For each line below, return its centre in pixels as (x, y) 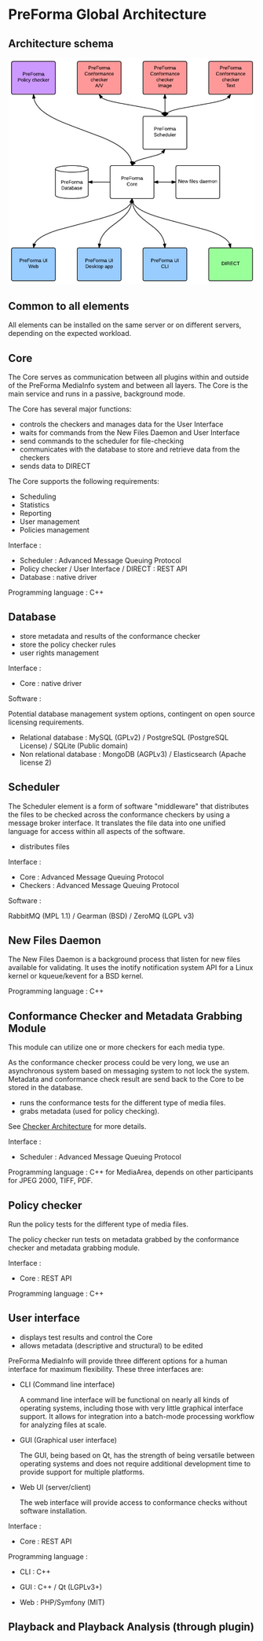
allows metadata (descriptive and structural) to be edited (111, 1345)
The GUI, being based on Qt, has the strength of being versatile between (137, 1455)
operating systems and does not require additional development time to (135, 1463)
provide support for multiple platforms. (82, 1472)
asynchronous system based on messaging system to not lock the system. (129, 1071)
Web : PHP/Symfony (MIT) (62, 1602)
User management (49, 522)
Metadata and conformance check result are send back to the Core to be (126, 1079)
